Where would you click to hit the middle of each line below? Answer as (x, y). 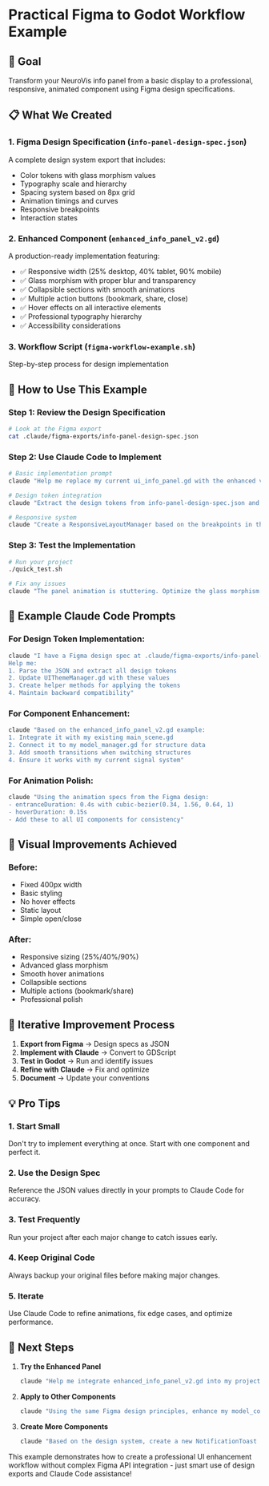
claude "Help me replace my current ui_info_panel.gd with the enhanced (132, 481)
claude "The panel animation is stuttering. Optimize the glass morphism (134, 592)
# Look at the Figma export (55, 429)
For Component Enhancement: (69, 713)
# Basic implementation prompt (60, 474)
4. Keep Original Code (52, 1258)
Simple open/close (51, 919)
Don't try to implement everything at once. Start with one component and (129, 1143)
